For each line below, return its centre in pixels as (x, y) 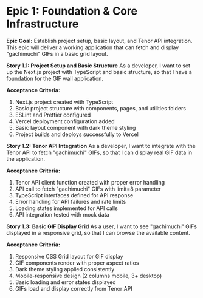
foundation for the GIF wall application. (55, 78)
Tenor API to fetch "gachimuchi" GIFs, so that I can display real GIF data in (99, 152)
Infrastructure (43, 24)
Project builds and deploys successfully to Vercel (77, 134)
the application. (26, 158)
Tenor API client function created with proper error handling (90, 182)
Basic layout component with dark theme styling (75, 127)
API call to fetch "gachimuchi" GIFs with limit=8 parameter (88, 189)
